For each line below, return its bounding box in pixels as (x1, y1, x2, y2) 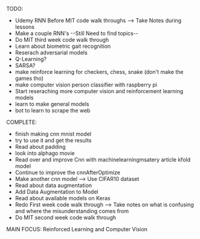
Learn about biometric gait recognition (15, 42, 111, 50)
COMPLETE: (6, 119, 37, 126)
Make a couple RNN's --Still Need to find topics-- (15, 30, 139, 37)
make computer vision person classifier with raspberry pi (15, 81, 157, 88)
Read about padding (15, 143, 66, 150)
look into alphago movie (15, 149, 75, 157)
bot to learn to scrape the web (15, 107, 91, 114)
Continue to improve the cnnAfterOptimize (15, 169, 121, 176)
